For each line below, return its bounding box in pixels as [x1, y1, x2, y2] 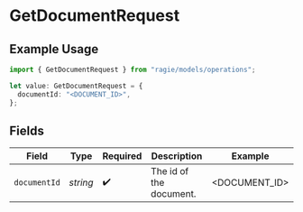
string [69, 177, 94, 189]
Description [151, 150, 203, 162]
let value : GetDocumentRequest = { [9, 81, 143, 90]
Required [102, 150, 142, 162]
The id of [150, 165, 189, 178]
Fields [9, 123, 45, 138]
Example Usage [9, 41, 99, 57]
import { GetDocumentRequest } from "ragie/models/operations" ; [9, 65, 256, 74]
